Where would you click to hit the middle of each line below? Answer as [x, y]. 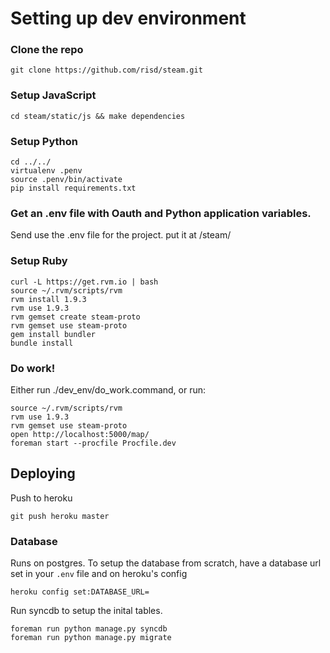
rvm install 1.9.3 [48, 299]
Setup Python [44, 141]
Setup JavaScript [53, 95]
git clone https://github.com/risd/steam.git [106, 70]
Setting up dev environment [128, 18]
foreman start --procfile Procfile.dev [93, 443]
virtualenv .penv [46, 171]
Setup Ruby [39, 261]
